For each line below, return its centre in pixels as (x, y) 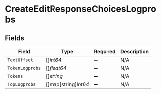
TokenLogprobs (24, 68)
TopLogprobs (22, 84)
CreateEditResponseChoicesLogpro (80, 9)
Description (134, 52)
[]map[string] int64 (67, 84)
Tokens (15, 76)
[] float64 (56, 68)
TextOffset (20, 60)
